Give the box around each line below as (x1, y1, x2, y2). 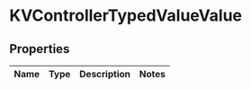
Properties (9, 41, 70, 57)
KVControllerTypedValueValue (9, 5, 243, 26)
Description (79, 68, 130, 80)
